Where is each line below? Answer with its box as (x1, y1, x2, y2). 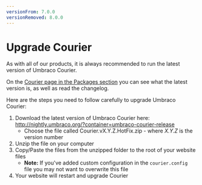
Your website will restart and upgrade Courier (14, 172, 128, 180)
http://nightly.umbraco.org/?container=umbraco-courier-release (14, 121, 175, 128)
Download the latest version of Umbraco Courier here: (14, 114, 150, 122)
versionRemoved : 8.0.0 (6, 14, 63, 20)
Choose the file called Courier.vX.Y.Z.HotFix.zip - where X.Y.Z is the (24, 127, 193, 134)
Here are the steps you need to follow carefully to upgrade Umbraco (6, 96, 176, 104)
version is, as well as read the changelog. (6, 85, 109, 92)
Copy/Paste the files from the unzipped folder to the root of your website (14, 146, 196, 154)
